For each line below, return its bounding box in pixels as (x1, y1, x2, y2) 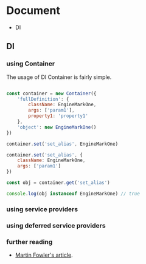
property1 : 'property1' (28, 113, 88, 119)
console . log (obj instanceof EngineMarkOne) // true (6, 191, 140, 197)
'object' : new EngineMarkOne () (17, 124, 97, 130)
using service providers (6, 205, 78, 213)
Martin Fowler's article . (15, 251, 73, 259)
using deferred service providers (6, 221, 106, 229)
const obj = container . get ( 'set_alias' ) (6, 180, 111, 186)
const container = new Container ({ (6, 90, 97, 96)
